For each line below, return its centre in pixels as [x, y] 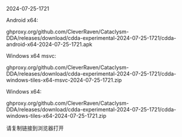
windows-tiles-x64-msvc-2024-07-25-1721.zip [64, 80]
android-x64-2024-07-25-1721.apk [49, 44]
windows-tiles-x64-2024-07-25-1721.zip [56, 116]
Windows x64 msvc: [31, 56]
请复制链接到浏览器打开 [35, 128]
